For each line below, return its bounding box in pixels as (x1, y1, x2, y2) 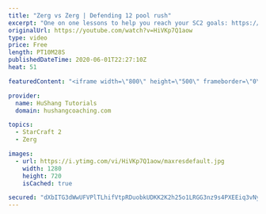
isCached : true (22, 179, 73, 187)
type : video (8, 33, 47, 42)
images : (8, 150, 34, 158)
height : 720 (22, 172, 62, 180)
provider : (8, 92, 41, 100)
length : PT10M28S (8, 48, 66, 56)
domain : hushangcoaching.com (15, 106, 112, 115)
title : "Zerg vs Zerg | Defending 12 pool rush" (8, 11, 172, 20)
